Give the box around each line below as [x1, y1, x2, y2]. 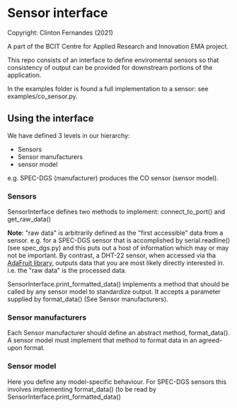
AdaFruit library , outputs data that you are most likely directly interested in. [7, 259, 225, 267]
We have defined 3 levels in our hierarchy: [7, 131, 130, 139]
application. [7, 71, 42, 79]
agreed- [198, 336, 223, 344]
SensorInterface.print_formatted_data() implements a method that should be [7, 280, 229, 288]
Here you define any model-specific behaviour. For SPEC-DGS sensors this [7, 377, 227, 386]
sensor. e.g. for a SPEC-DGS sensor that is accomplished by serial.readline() [7, 236, 231, 245]
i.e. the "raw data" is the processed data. [7, 267, 127, 275]
